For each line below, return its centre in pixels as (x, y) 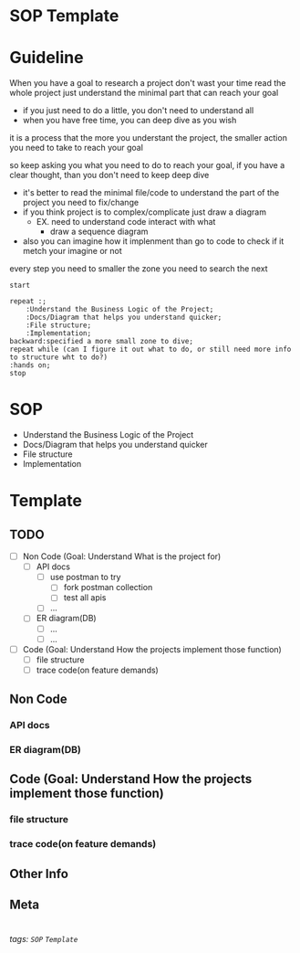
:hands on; (30, 365)
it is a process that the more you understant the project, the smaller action (148, 138)
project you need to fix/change (81, 203)
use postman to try (85, 577)
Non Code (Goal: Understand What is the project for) (122, 556)
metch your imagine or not (72, 251)
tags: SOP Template (44, 939)
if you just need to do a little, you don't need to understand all (138, 111)
